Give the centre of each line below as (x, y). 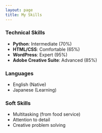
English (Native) (29, 84)
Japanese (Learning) (35, 90)
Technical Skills (25, 33)
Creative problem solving (39, 125)
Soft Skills (18, 103)
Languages (20, 73)
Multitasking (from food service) (46, 114)
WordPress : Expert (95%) (40, 55)
